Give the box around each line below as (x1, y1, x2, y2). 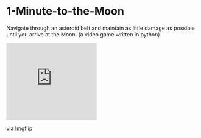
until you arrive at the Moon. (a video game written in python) (6, 30, 160, 38)
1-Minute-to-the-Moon (6, 4, 125, 18)
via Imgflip (6, 125, 33, 132)
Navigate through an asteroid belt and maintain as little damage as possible (6, 24, 195, 32)
